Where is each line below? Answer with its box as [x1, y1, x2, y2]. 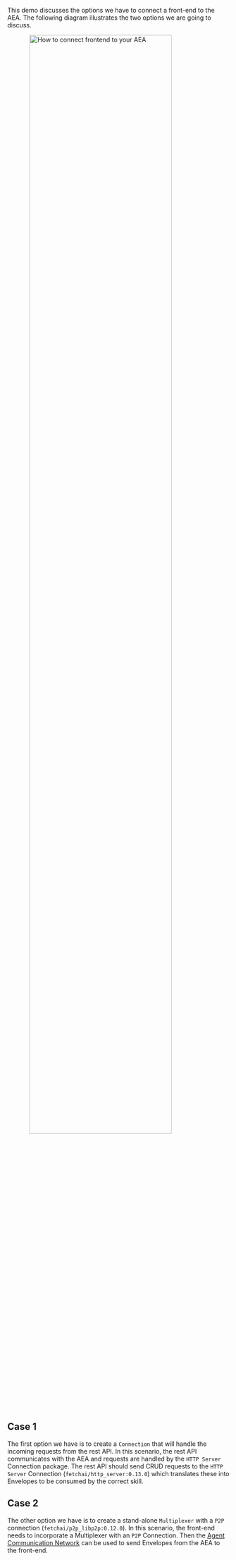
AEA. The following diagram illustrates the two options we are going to [7, 13, 211, 22]
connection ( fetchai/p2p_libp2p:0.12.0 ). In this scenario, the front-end [7, 1523, 215, 1532]
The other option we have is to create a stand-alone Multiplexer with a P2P [7, 1516, 225, 1524]
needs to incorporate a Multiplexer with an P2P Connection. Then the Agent [7, 1531, 225, 1540]
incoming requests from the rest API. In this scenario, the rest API [7, 1447, 197, 1455]
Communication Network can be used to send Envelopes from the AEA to [7, 1538, 221, 1547]
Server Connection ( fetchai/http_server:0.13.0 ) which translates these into [7, 1469, 230, 1478]
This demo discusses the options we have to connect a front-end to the [7, 6, 215, 14]
